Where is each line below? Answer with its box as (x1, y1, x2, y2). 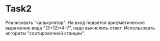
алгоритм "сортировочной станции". (5, 30, 85, 36)
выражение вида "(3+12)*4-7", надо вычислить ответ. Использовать (5, 24, 155, 30)
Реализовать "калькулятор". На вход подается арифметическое (5, 19, 145, 25)
